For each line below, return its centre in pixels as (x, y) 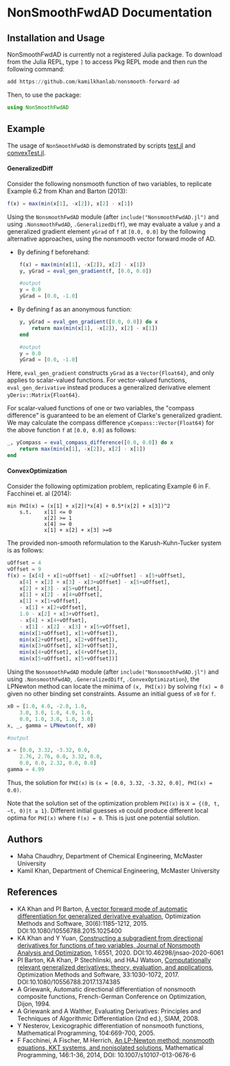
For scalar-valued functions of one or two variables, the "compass (101, 408)
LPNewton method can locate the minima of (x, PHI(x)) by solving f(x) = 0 (115, 687)
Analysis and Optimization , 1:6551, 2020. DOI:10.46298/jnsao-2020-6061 (120, 953)
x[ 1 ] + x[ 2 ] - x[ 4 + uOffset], (61, 595)
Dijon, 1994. (34, 1003)
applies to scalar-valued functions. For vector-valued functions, (97, 380)
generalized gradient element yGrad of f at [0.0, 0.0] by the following (106, 231)
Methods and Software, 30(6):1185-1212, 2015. (83, 923)
